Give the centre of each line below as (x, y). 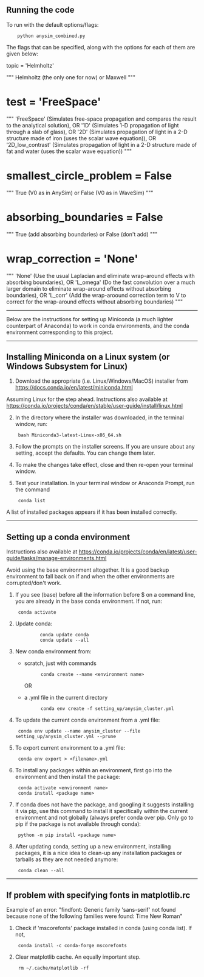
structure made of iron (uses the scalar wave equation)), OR (81, 138)
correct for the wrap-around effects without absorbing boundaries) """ (95, 302)
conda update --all (64, 640)
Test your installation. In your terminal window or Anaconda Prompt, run (105, 483)
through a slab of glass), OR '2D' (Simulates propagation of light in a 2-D (97, 132)
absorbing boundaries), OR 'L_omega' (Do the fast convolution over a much (101, 282)
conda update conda (64, 635)
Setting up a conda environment (68, 537)
